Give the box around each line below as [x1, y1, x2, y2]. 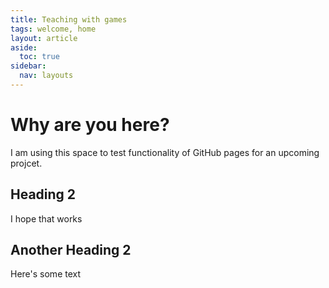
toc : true [19, 52, 60, 62]
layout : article [10, 33, 78, 43]
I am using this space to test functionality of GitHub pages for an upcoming [10, 146, 320, 158]
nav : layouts [19, 71, 74, 81]
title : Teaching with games [10, 14, 128, 25]
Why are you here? [10, 114, 170, 136]
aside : [10, 42, 38, 53]
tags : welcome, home [10, 24, 97, 34]
